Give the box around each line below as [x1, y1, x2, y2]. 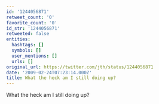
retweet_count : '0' [6, 14, 55, 20]
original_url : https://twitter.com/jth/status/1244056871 [6, 64, 154, 70]
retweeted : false [6, 31, 50, 37]
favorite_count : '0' [6, 20, 58, 26]
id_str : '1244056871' [6, 25, 60, 31]
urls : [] [11, 58, 33, 64]
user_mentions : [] [11, 53, 58, 59]
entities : [6, 36, 31, 42]
